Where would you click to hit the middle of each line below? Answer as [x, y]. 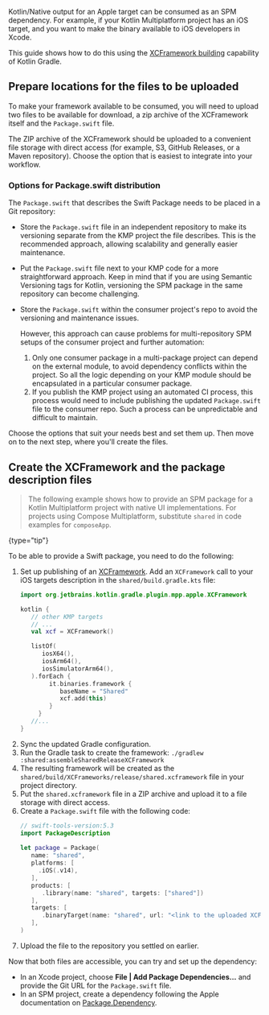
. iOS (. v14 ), [58, 871]
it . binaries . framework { [91, 683]
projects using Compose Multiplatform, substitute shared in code [135, 516]
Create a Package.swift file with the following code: [105, 811]
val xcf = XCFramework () [72, 632]
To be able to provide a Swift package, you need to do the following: [121, 555]
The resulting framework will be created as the [97, 768]
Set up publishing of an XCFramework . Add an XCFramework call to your [137, 571]
